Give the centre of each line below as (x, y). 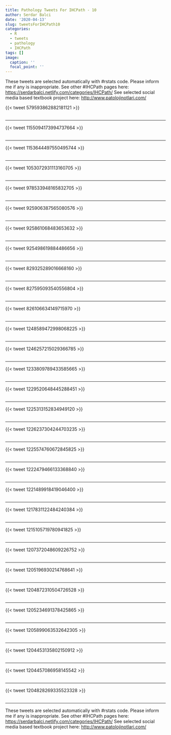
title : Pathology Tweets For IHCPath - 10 (51, 10)
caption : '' (23, 62)
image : (12, 57)
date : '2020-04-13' (26, 19)
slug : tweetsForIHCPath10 (33, 24)
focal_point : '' (27, 67)
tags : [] (15, 53)
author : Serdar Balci (28, 15)
